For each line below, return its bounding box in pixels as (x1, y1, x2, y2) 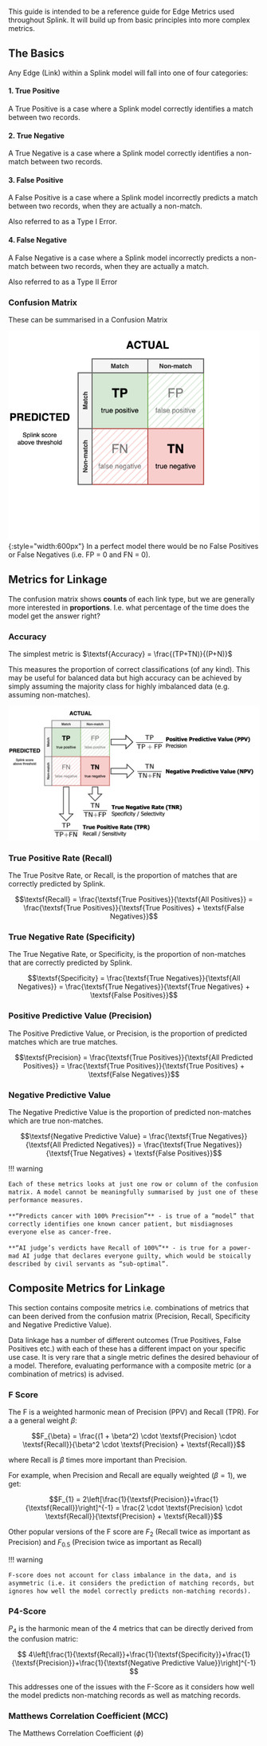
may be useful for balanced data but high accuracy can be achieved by (8, 674, 242, 683)
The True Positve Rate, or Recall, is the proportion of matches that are (8, 871, 238, 880)
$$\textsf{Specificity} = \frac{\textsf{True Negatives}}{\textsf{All (27, 974, 241, 983)
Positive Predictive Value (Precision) (8, 1010, 152, 1021)
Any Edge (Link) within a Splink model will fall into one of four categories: (8, 68, 249, 77)
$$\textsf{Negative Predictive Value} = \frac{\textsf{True (20, 1132, 207, 1141)
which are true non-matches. (8, 1116, 104, 1126)
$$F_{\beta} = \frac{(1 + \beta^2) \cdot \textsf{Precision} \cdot (31, 1432, 237, 1441)
